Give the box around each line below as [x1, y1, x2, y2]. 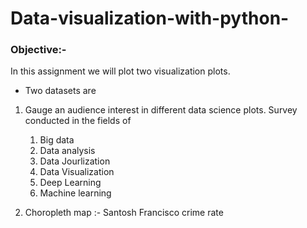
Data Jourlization [39, 155, 111, 167]
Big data [39, 134, 75, 146]
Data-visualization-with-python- [10, 7, 290, 30]
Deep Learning [39, 177, 102, 189]
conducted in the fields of [24, 115, 132, 127]
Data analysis [39, 145, 96, 157]
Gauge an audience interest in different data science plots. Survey [24, 104, 298, 116]
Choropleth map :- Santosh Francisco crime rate [24, 207, 224, 219]
